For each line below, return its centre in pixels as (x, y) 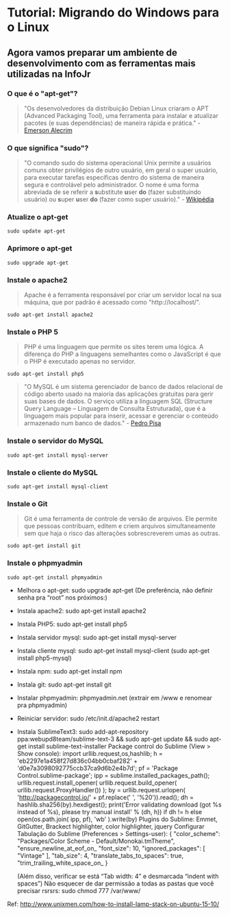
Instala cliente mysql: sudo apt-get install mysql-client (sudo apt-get (113, 650)
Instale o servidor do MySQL (55, 441)
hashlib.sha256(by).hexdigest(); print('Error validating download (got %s (119, 805)
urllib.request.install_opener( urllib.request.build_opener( (97, 783)
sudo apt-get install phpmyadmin (55, 578)
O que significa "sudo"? (48, 147)
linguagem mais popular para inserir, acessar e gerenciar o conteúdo (121, 416)
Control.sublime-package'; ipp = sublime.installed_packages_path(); (113, 775)
